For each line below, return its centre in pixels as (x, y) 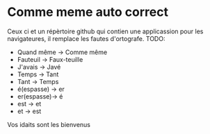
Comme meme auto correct (88, 12)
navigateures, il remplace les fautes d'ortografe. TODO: (86, 38)
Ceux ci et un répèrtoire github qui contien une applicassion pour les (105, 31)
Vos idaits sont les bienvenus (49, 124)
